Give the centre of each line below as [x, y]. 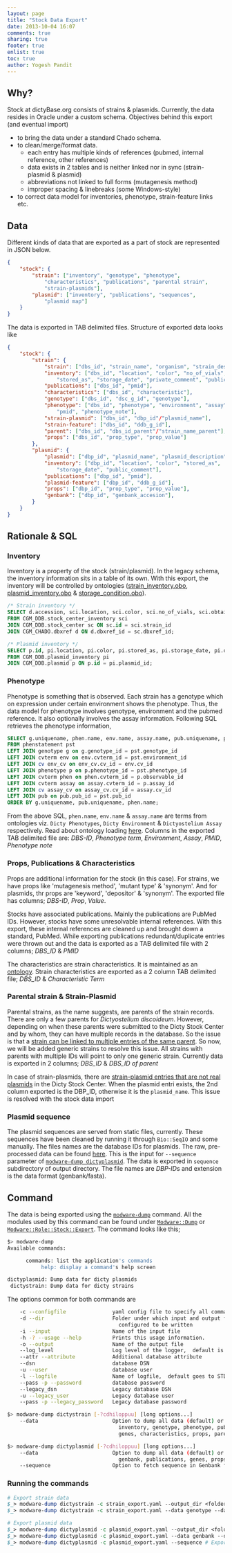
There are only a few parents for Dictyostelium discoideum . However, [106, 1019]
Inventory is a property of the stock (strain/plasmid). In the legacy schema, [113, 571]
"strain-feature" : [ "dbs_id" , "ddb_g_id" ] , [107, 424]
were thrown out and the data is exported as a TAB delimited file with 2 [108, 943]
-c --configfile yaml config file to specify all [114, 1312]
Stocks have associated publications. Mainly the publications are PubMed [112, 914]
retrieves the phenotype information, [59, 726]
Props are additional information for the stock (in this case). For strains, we [113, 878]
